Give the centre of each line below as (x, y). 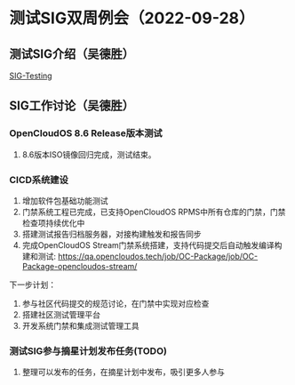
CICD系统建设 (39, 180)
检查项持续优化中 (53, 222)
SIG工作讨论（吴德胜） (72, 106)
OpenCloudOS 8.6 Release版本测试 (86, 133)
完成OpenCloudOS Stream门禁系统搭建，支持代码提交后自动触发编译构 (152, 245)
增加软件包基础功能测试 (65, 200)
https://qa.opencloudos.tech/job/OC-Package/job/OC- (158, 256)
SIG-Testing (31, 76)
